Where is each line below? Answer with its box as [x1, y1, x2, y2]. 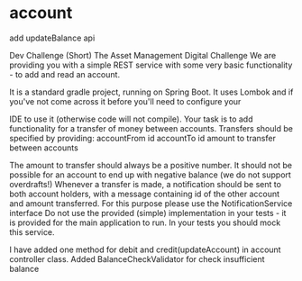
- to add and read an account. [9, 68, 120, 79]
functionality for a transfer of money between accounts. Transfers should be [9, 122, 293, 133]
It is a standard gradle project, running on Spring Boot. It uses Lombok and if [9, 86, 294, 97]
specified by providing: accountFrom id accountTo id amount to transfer [9, 132, 277, 143]
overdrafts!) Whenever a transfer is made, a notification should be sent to [9, 178, 282, 189]
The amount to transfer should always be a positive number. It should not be [9, 159, 293, 170]
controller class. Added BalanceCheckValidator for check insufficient [9, 253, 265, 264]
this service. [9, 226, 56, 237]
